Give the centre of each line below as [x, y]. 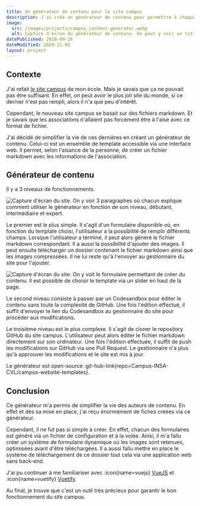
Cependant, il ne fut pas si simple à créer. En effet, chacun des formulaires [98, 430]
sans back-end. [25, 461]
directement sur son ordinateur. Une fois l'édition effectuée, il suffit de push [99, 342]
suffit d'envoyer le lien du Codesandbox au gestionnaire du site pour [90, 311]
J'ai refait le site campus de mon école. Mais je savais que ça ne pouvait [95, 89]
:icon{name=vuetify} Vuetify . [42, 479]
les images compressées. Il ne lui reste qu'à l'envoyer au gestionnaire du [95, 257]
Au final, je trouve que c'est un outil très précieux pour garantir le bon [91, 491]
